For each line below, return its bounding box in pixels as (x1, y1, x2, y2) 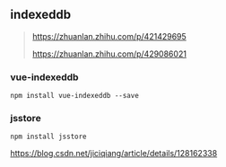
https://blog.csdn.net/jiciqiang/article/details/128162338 (10, 148, 218, 159)
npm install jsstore (10, 132, 88, 142)
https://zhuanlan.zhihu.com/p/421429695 (31, 31, 187, 41)
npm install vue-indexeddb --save (10, 92, 140, 101)
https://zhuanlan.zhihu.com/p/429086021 (31, 48, 187, 59)
